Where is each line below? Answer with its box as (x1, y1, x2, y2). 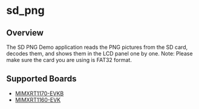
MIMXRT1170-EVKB (15, 90, 64, 97)
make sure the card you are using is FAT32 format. (6, 57, 132, 63)
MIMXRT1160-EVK (15, 96, 61, 103)
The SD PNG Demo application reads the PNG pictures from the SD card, (6, 43, 188, 51)
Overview (6, 28, 44, 38)
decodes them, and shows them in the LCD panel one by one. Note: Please (6, 50, 193, 57)
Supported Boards (6, 73, 77, 84)
